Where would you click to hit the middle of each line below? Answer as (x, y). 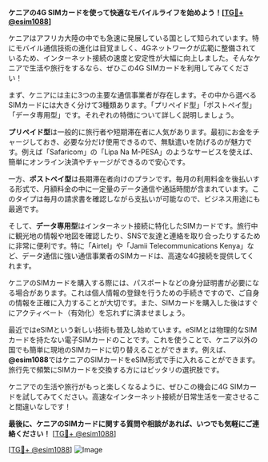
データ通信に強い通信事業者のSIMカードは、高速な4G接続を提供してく (138, 256)
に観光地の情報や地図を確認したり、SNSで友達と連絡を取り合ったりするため (134, 236)
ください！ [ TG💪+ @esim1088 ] (66, 434)
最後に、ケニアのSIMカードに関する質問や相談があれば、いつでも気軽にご (130, 424)
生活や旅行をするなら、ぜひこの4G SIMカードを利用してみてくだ (136, 68)
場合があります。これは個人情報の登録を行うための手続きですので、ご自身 (137, 293)
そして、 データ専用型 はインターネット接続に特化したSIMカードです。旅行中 (133, 226)
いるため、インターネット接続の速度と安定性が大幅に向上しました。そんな (131, 58)
